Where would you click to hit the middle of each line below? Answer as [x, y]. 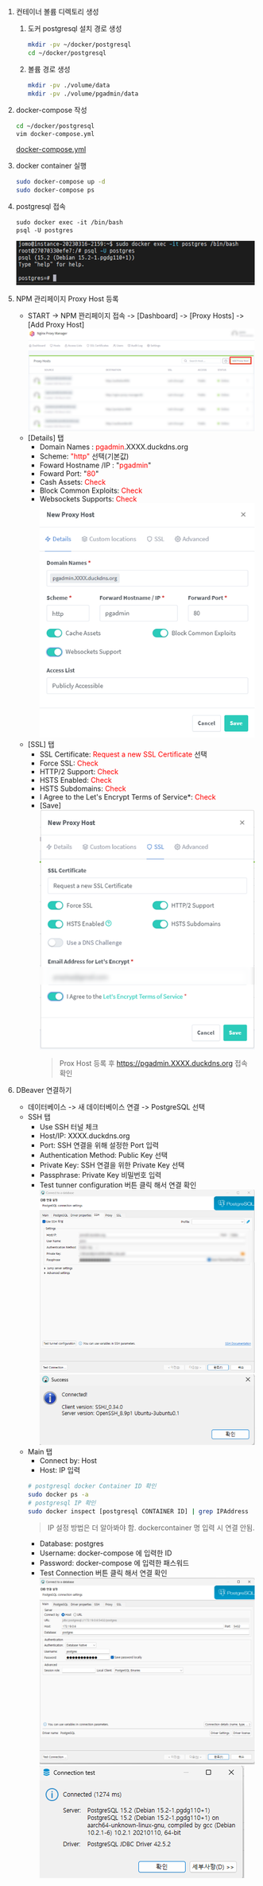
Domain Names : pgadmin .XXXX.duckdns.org [114, 447]
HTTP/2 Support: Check [79, 772]
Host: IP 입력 [60, 1470]
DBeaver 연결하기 [44, 1090]
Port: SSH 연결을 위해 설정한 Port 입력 [99, 1145]
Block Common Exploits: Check [91, 490]
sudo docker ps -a [58, 1495]
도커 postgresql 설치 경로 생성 [75, 29]
